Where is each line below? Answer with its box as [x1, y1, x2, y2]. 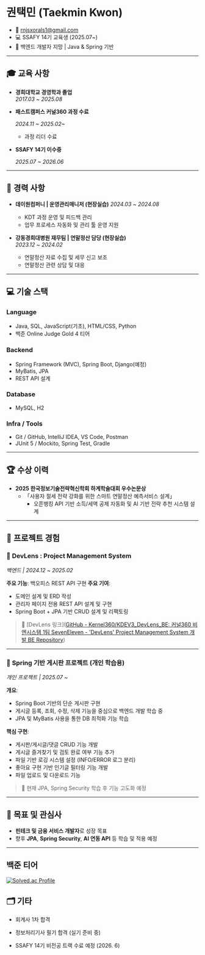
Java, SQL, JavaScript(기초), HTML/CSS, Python [15, 322, 137, 330]
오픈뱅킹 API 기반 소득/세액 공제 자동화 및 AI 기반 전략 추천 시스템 [33, 500, 189, 507]
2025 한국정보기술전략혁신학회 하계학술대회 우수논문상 [15, 484, 146, 492]
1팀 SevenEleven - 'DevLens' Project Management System [42, 628, 189, 636]
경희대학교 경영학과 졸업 [15, 88, 73, 95]
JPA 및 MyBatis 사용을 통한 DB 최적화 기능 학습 [15, 715, 129, 722]
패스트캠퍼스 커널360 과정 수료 [15, 108, 89, 115]
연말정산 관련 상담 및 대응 [24, 261, 85, 268]
